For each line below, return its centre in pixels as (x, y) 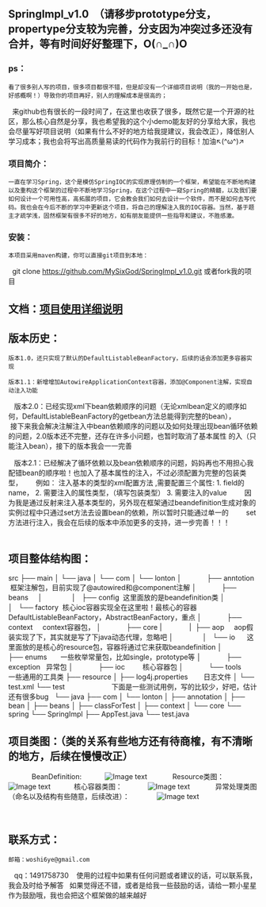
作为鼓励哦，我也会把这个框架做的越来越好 (78, 895)
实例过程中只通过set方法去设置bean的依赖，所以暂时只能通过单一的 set (132, 513)
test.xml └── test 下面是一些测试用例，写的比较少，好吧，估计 (133, 687)
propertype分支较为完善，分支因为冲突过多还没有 (131, 29)
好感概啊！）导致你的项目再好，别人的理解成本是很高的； (88, 95)
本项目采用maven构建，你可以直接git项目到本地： (78, 256)
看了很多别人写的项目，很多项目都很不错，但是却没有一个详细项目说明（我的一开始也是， (132, 87)
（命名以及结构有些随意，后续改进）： (69, 797)
